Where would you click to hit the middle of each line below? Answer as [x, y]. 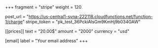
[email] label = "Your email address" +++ [47, 41]
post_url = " [17, 16]
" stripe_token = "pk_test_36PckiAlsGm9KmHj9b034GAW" [81, 22]
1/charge [14, 22]
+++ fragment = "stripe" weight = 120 [43, 7]
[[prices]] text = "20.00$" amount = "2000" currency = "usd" [67, 31]
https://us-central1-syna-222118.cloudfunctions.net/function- [91, 16]
